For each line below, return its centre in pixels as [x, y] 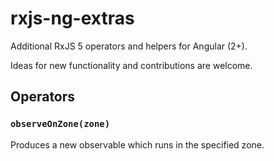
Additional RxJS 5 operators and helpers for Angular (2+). [129, 46]
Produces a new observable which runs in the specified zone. [137, 144]
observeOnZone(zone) [60, 124]
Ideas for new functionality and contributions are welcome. [131, 65]
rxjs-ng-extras [72, 18]
